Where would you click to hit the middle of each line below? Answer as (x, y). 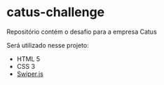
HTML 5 (28, 59)
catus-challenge (56, 12)
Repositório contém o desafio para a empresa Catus (82, 32)
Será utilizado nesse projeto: (48, 45)
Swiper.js (30, 74)
